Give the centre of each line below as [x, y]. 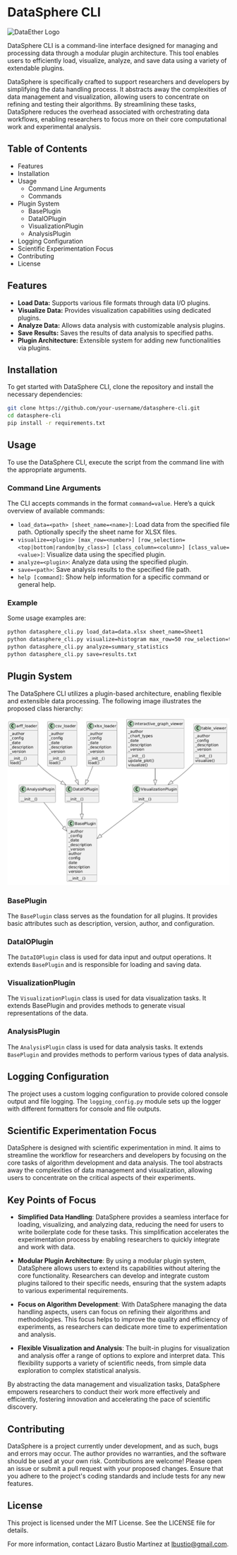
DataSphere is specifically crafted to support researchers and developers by [118, 81]
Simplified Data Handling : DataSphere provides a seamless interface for [123, 1217]
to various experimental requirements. [73, 1291]
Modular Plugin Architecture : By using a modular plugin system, [112, 1261]
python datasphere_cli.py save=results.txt [72, 655]
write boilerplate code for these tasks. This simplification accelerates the [123, 1232]
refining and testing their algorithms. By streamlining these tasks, [102, 104]
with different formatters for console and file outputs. [84, 1109]
